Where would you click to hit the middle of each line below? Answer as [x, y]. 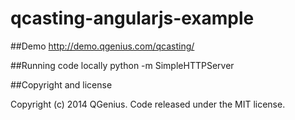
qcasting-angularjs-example [132, 18]
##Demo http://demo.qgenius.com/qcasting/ [102, 46]
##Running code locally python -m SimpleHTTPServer [122, 65]
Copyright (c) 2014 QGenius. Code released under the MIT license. [148, 104]
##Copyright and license [61, 84]
